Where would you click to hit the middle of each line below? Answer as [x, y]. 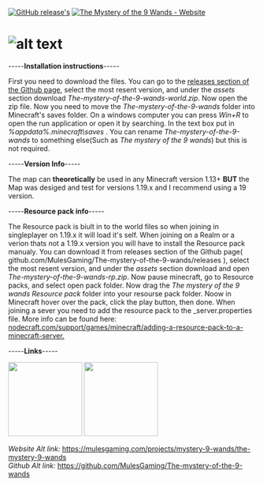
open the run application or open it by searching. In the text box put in [121, 123]
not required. [29, 148]
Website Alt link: [34, 448]
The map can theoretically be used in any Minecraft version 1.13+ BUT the [129, 179]
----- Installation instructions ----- [64, 66]
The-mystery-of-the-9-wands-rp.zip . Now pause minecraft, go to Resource [131, 277]
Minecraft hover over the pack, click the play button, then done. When [122, 302]
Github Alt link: [32, 465]
